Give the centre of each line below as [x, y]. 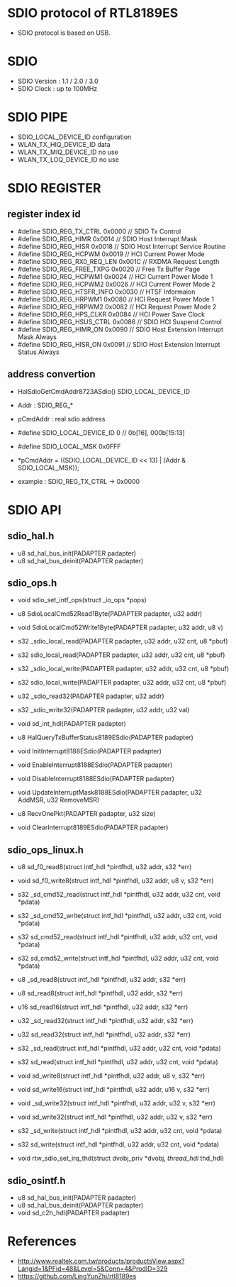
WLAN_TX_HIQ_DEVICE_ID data [64, 144]
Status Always [38, 352]
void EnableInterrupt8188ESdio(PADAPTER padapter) [95, 765]
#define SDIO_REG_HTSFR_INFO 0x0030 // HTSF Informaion [106, 292]
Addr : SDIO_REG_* [45, 405]
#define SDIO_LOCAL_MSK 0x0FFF [69, 446]
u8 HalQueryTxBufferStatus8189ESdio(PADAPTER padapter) [105, 738]
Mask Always [37, 337]
